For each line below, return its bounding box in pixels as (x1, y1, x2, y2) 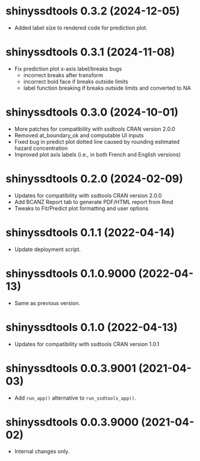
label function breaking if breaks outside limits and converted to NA (23, 84, 191, 91)
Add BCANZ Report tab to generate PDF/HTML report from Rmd (14, 198, 173, 205)
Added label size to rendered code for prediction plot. (14, 24, 148, 31)
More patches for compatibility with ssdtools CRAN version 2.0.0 (14, 125, 175, 132)
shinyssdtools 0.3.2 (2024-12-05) (5, 4, 180, 18)
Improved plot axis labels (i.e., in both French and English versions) (14, 150, 181, 158)
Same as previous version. (14, 299, 81, 306)
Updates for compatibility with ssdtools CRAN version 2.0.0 (14, 191, 162, 199)
